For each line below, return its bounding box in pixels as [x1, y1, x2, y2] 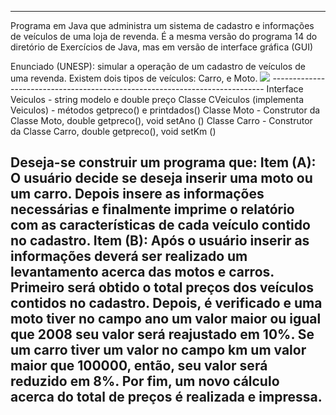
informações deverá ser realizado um [10, 248, 248, 265]
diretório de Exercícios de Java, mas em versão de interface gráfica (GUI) [10, 41, 314, 53]
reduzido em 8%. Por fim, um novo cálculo [10, 373, 280, 390]
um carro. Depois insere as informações [10, 186, 265, 203]
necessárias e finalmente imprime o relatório [10, 201, 295, 218]
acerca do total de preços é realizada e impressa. [10, 389, 323, 406]
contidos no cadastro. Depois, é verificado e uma [10, 295, 323, 312]
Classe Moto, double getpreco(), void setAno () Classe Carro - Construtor [10, 115, 313, 126]
